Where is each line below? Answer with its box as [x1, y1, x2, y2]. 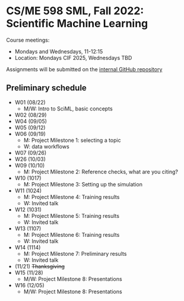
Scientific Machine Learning [6, 17, 148, 30]
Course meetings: [6, 36, 50, 43]
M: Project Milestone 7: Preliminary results [23, 250, 127, 257]
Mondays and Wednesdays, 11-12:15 [14, 47, 103, 55]
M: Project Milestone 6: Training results [23, 231, 120, 238]
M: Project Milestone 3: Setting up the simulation [23, 180, 142, 188]
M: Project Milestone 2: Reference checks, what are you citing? [23, 168, 178, 175]
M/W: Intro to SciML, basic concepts [23, 105, 113, 112]
